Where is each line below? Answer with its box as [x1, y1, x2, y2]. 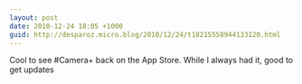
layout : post [9, 13, 59, 23]
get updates [9, 64, 54, 75]
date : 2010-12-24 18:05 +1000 [9, 22, 124, 31]
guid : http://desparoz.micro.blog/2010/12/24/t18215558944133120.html [9, 30, 281, 39]
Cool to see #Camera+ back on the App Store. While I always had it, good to [9, 55, 294, 66]
